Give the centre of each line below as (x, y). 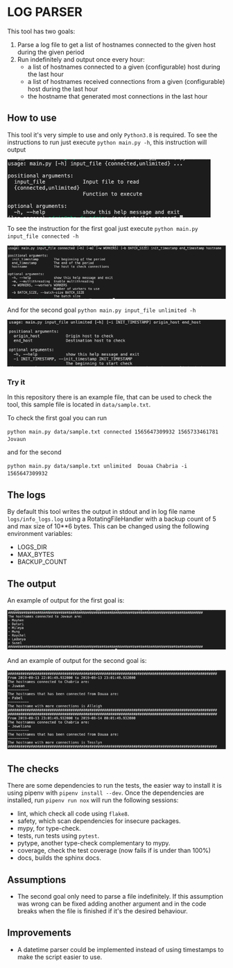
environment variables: (40, 534)
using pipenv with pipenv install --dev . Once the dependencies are (106, 793)
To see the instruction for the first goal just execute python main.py (103, 228)
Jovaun (17, 440)
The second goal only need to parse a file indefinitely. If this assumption (120, 896)
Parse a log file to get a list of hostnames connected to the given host (116, 44)
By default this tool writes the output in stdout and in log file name (101, 512)
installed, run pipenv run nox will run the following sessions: (93, 800)
